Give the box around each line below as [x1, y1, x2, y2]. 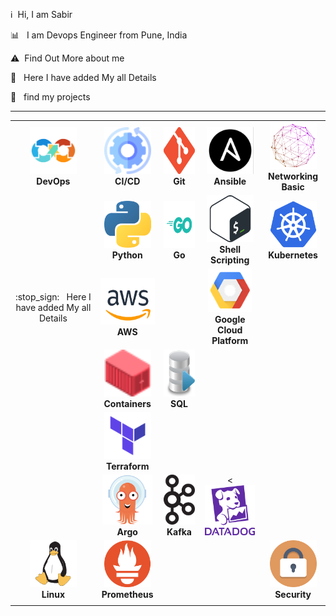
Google [214, 314, 246, 326]
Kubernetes [268, 249, 318, 261]
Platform [211, 335, 249, 347]
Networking [268, 170, 319, 182]
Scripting [210, 254, 250, 266]
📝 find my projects [10, 91, 91, 103]
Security [274, 589, 312, 601]
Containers [103, 397, 152, 409]
